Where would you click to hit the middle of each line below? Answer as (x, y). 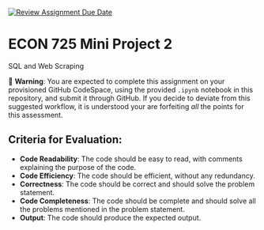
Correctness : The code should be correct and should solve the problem (137, 184)
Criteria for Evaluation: (65, 140)
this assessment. (36, 115)
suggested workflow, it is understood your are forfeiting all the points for (126, 106)
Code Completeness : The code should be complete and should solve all (138, 201)
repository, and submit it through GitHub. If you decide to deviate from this (129, 98)
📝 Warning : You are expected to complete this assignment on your (117, 81)
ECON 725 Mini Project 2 (90, 44)
